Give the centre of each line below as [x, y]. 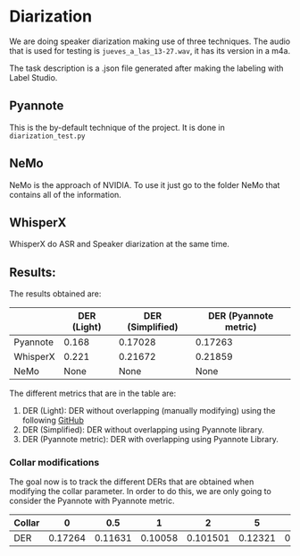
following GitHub [53, 420]
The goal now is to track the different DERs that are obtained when [132, 482]
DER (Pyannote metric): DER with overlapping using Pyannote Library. [150, 440]
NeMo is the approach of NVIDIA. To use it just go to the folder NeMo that [145, 184]
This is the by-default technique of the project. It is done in [117, 127]
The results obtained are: [55, 294]
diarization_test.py [48, 136]
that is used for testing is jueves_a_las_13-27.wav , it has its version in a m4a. [150, 50]
